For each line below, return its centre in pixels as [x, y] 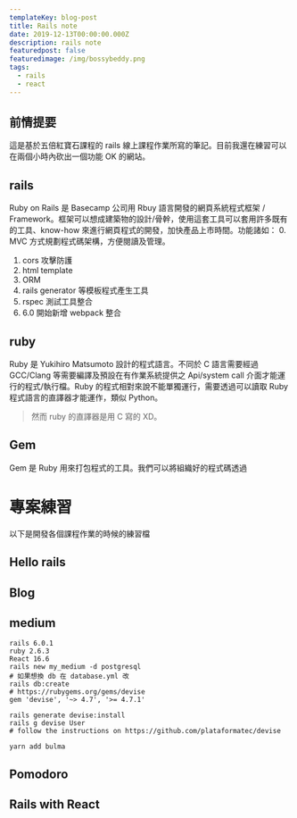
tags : [19, 68]
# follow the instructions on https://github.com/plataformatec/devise [145, 731]
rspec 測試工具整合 [58, 302]
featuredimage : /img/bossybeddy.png [77, 59]
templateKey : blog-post [54, 17]
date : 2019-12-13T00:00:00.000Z [69, 34]
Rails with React [54, 805]
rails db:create [39, 684]
